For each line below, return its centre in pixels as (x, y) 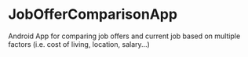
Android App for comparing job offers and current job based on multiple (124, 36)
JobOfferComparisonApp (93, 14)
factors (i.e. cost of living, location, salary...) (79, 44)
